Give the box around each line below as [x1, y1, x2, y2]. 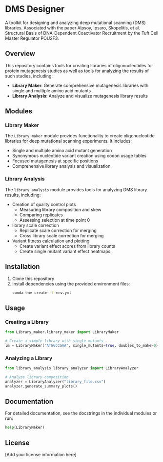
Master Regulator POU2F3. [5, 35, 60, 41]
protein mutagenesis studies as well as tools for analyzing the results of [5, 68, 149, 74]
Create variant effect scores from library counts [19, 243, 116, 249]
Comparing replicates [19, 212, 63, 218]
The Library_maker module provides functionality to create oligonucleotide [5, 133, 155, 139]
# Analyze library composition [5, 374, 69, 380]
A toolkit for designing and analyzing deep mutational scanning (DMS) [5, 20, 146, 26]
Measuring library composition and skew [19, 206, 102, 212]
